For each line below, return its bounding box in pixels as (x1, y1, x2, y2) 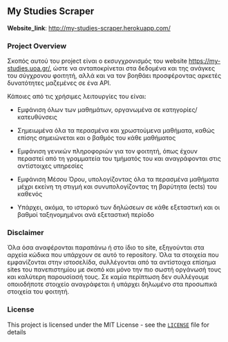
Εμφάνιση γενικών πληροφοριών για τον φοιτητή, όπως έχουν (17, 147, 198, 155)
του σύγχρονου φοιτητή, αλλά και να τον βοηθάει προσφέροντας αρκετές (7, 72, 222, 80)
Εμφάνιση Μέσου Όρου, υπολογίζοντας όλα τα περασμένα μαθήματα (17, 175, 219, 184)
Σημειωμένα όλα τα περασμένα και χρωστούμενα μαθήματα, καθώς (17, 126, 216, 135)
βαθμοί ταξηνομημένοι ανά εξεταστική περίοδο (17, 211, 154, 219)
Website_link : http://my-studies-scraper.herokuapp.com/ (7, 23, 171, 32)
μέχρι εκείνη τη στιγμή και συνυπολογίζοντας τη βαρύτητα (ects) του (17, 182, 218, 191)
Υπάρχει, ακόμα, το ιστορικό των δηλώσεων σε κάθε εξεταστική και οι (17, 203, 220, 211)
